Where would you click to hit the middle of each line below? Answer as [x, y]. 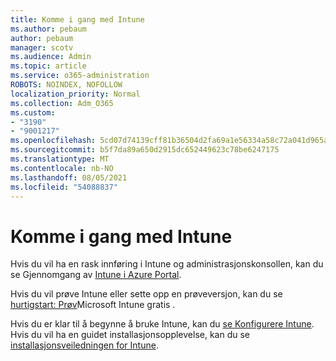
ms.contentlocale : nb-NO [62, 168]
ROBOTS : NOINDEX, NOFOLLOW [66, 85]
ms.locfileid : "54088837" [64, 187]
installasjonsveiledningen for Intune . [84, 345]
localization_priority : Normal [75, 94]
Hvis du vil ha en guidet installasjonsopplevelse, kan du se [130, 335]
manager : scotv [42, 47]
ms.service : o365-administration [80, 76]
